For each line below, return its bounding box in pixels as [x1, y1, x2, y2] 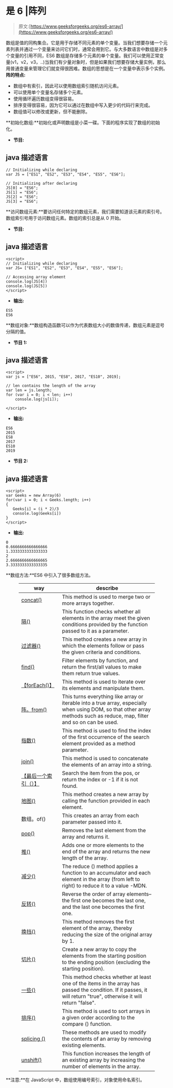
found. [62, 782, 78, 789]
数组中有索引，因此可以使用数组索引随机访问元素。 [13, 82, 122, 89]
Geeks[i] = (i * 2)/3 [12, 506, 59, 512]
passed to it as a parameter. [62, 627, 129, 635]
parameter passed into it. [62, 818, 122, 826]
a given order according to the [62, 1014, 135, 1021]
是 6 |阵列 [6, 5, 47, 17]
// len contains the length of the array [6, 383, 96, 389]
